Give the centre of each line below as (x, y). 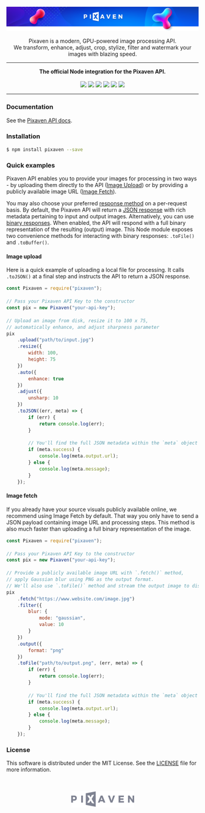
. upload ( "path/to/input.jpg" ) (56, 340)
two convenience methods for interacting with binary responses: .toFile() (101, 236)
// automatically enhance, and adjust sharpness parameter (83, 327)
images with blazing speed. (103, 54)
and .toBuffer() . (28, 243)
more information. (29, 770)
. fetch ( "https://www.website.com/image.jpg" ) (76, 599)
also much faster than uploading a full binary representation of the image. (99, 529)
